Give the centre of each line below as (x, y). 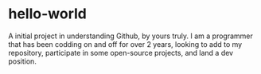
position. (23, 61)
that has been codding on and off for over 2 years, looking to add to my (125, 44)
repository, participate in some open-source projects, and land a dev (121, 53)
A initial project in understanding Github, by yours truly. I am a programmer (130, 36)
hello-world (48, 14)
